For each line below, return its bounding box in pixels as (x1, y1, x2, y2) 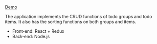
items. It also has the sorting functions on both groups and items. (5, 19, 136, 24)
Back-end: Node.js (12, 34, 50, 39)
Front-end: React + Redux (12, 28, 65, 34)
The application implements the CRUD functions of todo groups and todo (5, 14, 153, 19)
